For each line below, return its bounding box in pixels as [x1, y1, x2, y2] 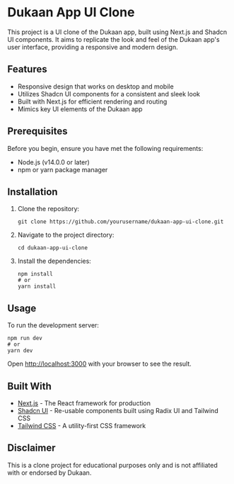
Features [7, 63, 47, 75]
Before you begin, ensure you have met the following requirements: [7, 144, 204, 152]
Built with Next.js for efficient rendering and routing [17, 97, 168, 106]
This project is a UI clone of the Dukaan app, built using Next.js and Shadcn [7, 28, 228, 36]
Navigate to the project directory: [17, 231, 115, 240]
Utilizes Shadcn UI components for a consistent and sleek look [17, 89, 200, 98]
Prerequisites [7, 125, 68, 137]
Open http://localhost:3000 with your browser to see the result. [7, 359, 192, 368]
